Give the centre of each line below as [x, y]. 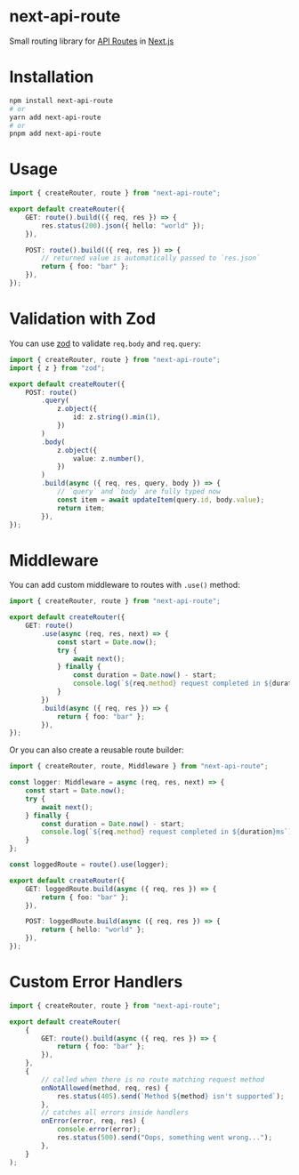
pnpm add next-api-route [55, 134]
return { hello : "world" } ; [93, 930]
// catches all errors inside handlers [115, 1113]
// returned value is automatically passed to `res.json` [151, 258]
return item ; [81, 508]
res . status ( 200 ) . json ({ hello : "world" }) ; [123, 225]
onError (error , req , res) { [93, 1121]
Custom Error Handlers [96, 982]
